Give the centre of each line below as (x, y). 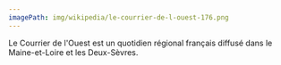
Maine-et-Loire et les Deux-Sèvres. (73, 52)
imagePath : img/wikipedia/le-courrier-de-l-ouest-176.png (119, 17)
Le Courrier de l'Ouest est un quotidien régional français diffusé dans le (140, 43)
